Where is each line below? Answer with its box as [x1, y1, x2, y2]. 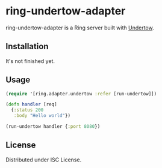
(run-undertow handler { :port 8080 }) [5, 124, 101, 130]
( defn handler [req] [5, 101, 58, 107]
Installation [5, 41, 49, 52]
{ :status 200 [11, 107, 44, 113]
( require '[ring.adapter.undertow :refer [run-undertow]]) [5, 91, 157, 97]
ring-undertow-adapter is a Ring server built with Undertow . [5, 24, 154, 31]
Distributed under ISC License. [5, 156, 82, 163]
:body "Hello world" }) [13, 113, 70, 119]
